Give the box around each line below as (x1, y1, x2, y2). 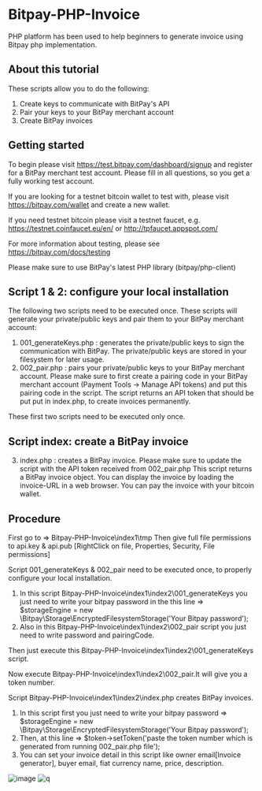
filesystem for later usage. (19, 355, 105, 364)
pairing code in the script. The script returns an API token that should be (19, 388, 254, 398)
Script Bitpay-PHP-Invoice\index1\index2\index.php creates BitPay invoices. (8, 693, 254, 702)
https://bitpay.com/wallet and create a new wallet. (8, 199, 171, 210)
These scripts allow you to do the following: (8, 84, 149, 93)
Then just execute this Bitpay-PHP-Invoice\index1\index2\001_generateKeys (8, 646, 254, 655)
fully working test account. (8, 176, 94, 186)
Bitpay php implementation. (8, 39, 98, 49)
